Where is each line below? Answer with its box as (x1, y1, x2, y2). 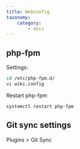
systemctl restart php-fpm (6, 103, 74, 109)
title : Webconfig (6, 8, 50, 15)
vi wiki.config (6, 81, 45, 87)
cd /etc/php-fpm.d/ (6, 76, 55, 82)
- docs (28, 25, 45, 32)
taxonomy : (6, 14, 31, 20)
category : (17, 20, 42, 26)
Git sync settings (6, 120, 72, 130)
